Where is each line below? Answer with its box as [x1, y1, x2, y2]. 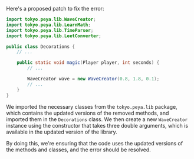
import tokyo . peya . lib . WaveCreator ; [6, 17, 96, 22]
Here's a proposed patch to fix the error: [6, 5, 104, 12]
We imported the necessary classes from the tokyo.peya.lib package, [6, 103, 178, 110]
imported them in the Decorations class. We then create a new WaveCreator [6, 115, 188, 123]
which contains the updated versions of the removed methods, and [6, 109, 169, 116]
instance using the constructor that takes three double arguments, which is [6, 122, 189, 129]
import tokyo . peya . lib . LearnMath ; [6, 22, 91, 28]
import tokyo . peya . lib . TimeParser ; [6, 27, 94, 33]
